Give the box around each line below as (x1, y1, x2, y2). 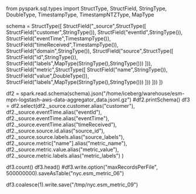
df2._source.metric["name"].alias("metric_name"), (6, 140, 127, 147)
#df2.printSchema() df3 (133, 96, 190, 103)
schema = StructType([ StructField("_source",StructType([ (6, 23, 147, 29)
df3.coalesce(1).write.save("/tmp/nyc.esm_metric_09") (6, 181, 138, 188)
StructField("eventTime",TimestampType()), (6, 35, 111, 42)
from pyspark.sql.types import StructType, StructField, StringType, (6, 5, 167, 12)
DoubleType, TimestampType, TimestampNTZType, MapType (6, 11, 154, 18)
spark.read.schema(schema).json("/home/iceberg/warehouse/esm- (20, 90, 185, 97)
